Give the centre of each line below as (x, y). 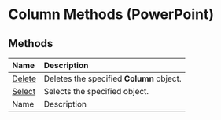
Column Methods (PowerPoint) (111, 15)
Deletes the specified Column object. (112, 78)
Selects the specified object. (96, 91)
